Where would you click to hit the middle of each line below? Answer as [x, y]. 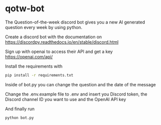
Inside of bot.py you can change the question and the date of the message [80, 84]
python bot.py [20, 118]
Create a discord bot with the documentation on [54, 37]
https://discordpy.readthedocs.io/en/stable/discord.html [62, 42]
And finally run [20, 109]
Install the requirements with [34, 66]
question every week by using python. [44, 27]
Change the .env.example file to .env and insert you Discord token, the [76, 94]
